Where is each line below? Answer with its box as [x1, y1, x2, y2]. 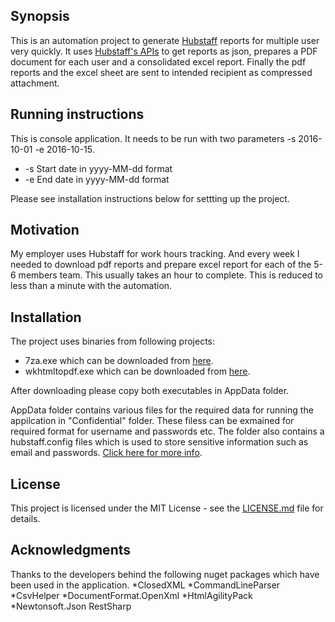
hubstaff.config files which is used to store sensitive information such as [10, 436, 309, 448]
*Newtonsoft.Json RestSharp [10, 600, 132, 612]
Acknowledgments [10, 542, 132, 559]
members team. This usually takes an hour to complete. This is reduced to [18, 269, 324, 281]
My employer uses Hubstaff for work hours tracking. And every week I [10, 248, 300, 260]
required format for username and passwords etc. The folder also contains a [10, 425, 325, 438]
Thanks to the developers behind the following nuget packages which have [10, 568, 320, 580]
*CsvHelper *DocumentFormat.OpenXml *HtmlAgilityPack [10, 589, 253, 601]
